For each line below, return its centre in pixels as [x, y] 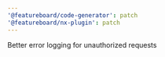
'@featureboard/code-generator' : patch [73, 15]
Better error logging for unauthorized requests [82, 45]
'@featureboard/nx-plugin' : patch [64, 23]
